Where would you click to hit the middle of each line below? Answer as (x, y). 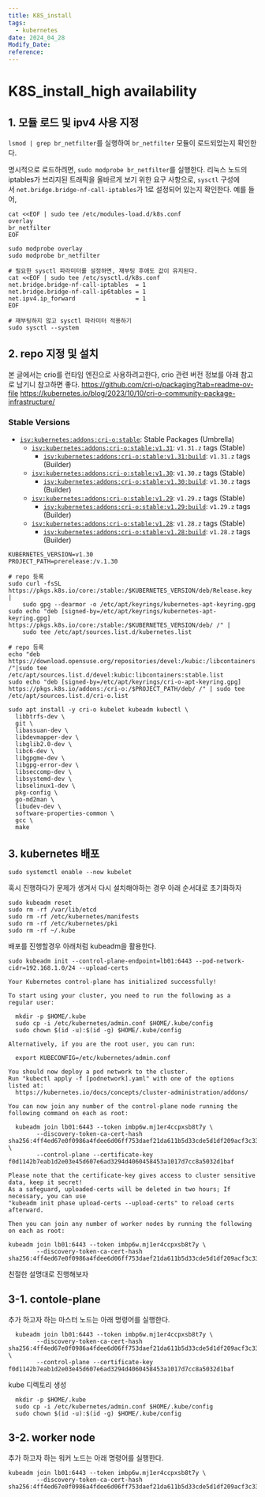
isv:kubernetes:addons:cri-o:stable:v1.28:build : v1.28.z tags (147, 532)
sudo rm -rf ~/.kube (42, 930)
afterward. (26, 1210)
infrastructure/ (32, 402)
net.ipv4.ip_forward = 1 (77, 299)
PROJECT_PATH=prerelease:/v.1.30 (63, 562)
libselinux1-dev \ (46, 786)
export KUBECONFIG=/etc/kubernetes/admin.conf (93, 1058)
